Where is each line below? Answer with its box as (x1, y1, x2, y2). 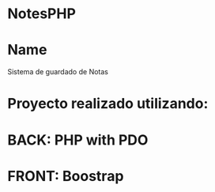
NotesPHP (7, 5, 77, 23)
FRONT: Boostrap (7, 167, 124, 185)
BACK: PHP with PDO (7, 131, 149, 149)
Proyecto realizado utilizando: (7, 95, 209, 113)
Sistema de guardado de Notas (7, 67, 108, 77)
